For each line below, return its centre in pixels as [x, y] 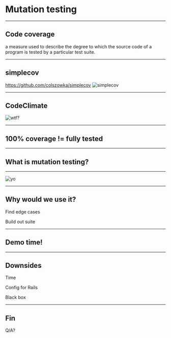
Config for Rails [22, 288]
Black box [16, 297]
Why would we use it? [41, 199]
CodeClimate [26, 105]
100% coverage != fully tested [54, 139]
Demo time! [24, 242]
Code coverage [30, 34]
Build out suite [20, 222]
